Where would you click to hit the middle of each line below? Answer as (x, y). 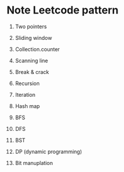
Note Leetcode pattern (63, 10)
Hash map (27, 106)
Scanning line (32, 60)
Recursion (27, 83)
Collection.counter (37, 49)
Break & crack (32, 72)
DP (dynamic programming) (49, 151)
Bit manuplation (34, 163)
